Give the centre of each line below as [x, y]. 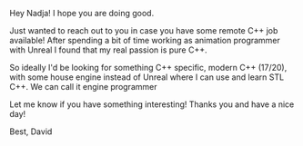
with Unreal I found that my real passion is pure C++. [108, 50]
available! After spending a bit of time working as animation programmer [145, 40]
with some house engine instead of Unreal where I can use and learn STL [147, 77]
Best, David [31, 131]
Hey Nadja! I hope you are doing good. [82, 13]
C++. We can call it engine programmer [83, 87]
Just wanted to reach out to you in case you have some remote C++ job [144, 30]
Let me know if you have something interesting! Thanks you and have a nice [152, 104]
